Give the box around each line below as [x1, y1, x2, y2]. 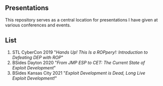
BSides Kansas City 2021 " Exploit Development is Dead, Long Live [12, 70, 145, 76]
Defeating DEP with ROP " [12, 54, 63, 60]
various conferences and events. [5, 22, 71, 28]
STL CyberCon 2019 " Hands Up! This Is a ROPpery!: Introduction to [12, 49, 148, 55]
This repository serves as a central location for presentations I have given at [5, 17, 158, 22]
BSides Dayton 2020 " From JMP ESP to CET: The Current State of [12, 60, 145, 65]
